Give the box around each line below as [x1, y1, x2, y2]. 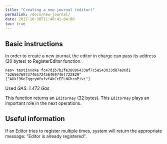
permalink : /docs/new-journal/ [5, 12, 70, 17]
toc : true [5, 21, 26, 26]
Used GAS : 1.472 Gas [5, 85, 49, 91]
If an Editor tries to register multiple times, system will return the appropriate [5, 128, 162, 134]
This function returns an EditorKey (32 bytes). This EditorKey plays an [5, 95, 149, 101]
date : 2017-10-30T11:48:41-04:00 [5, 16, 75, 21]
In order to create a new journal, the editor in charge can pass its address [5, 53, 156, 59]
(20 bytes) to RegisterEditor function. [5, 58, 81, 64]
